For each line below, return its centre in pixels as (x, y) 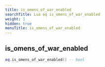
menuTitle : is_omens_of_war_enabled (43, 28)
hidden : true (18, 24)
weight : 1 (15, 19)
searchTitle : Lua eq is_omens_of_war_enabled (52, 14)
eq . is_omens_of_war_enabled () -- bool (45, 60)
